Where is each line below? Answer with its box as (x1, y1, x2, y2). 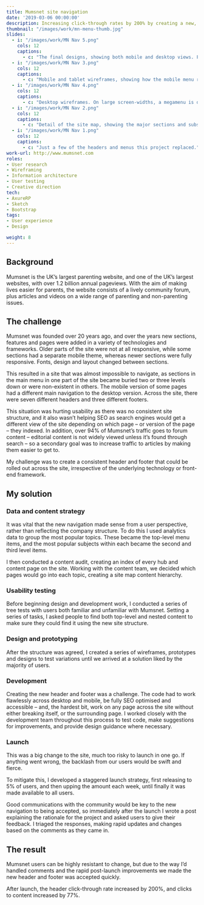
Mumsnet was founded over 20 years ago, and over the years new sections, (6, 332, 197, 340)
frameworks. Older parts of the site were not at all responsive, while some (6, 346, 191, 353)
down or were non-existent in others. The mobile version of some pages (6, 383, 187, 391)
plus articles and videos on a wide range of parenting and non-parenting (6, 292, 188, 299)
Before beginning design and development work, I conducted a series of (6, 600, 188, 607)
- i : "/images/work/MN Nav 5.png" (12, 37, 99, 43)
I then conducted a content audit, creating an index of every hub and (6, 558, 178, 565)
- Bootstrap (6, 207, 36, 213)
